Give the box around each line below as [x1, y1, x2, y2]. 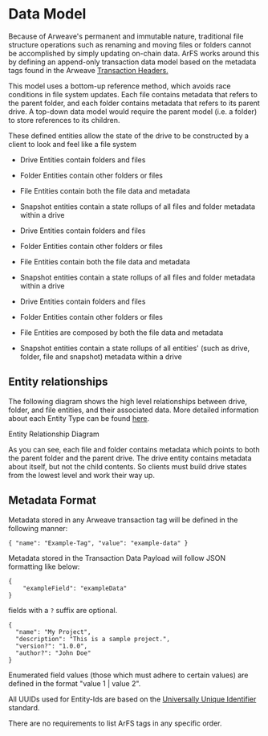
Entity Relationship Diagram [8, 429, 100, 439]
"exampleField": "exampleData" [22, 584, 128, 592]
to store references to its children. [8, 115, 120, 125]
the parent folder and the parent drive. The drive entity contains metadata [8, 453, 252, 463]
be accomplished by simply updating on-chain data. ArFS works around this [8, 48, 260, 58]
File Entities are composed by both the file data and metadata [19, 327, 224, 337]
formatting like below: [8, 562, 80, 571]
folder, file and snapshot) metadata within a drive [19, 351, 182, 362]
